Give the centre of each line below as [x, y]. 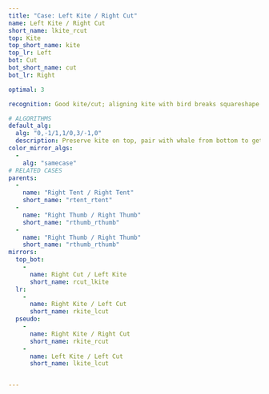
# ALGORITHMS [30, 118]
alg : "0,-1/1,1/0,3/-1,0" [59, 133]
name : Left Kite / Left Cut [76, 356]
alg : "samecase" [50, 163]
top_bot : [30, 260]
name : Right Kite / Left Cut [78, 304]
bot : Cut [23, 61]
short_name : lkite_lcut [69, 364]
